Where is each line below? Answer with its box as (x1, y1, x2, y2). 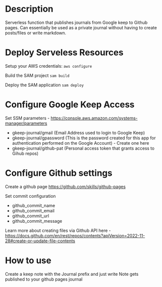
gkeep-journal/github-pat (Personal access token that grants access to (12, 145, 155, 151)
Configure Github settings (5, 168, 113, 178)
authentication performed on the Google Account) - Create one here (12, 140, 149, 146)
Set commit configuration (5, 193, 56, 199)
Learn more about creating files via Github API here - (5, 228, 111, 233)
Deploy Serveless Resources (5, 47, 124, 58)
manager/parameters (5, 120, 48, 126)
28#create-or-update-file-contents (5, 238, 75, 244)
